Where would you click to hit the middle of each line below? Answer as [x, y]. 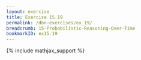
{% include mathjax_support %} [46, 50]
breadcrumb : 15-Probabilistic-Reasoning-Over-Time [71, 28]
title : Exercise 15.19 [34, 17]
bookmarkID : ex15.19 [32, 34]
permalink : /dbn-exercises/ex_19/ [49, 23]
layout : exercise [28, 12]
